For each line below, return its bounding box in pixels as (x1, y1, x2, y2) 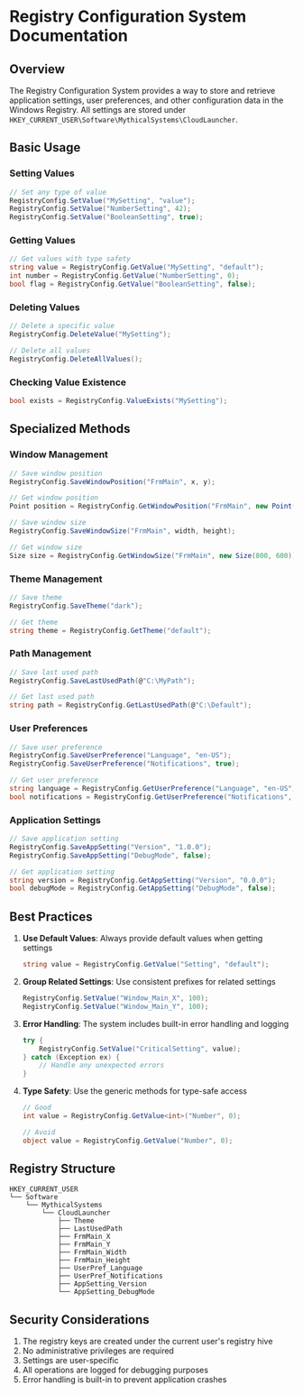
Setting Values (9, 167, 75, 179)
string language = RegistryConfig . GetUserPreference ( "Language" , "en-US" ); (9, 784, 300, 793)
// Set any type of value (9, 188, 106, 197)
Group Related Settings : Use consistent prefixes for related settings (22, 977, 277, 987)
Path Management (9, 647, 92, 660)
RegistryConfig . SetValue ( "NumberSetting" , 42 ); (9, 205, 192, 214)
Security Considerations (9, 1312, 151, 1327)
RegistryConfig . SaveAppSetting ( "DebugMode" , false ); (9, 850, 212, 860)
